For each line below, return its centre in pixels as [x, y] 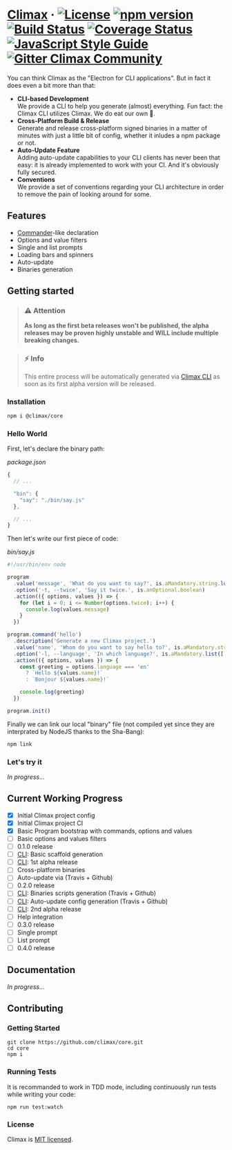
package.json [27, 462]
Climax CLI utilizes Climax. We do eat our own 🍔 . [86, 113]
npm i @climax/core [35, 416]
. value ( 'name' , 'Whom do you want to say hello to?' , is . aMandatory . [115, 647]
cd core [18, 1048]
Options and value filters [52, 240]
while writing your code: [41, 1094]
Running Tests [32, 1072]
